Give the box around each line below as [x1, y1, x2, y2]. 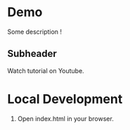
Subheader [7, 48, 58, 60]
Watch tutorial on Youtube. [7, 66, 84, 74]
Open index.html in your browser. [17, 114, 114, 123]
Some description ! [7, 27, 62, 36]
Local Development [7, 91, 123, 107]
